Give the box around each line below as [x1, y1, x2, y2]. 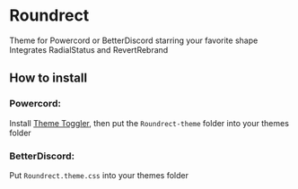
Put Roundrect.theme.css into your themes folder [9, 169, 188, 180]
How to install [9, 71, 88, 86]
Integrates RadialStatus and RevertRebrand [9, 44, 169, 55]
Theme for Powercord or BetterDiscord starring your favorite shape [9, 35, 259, 46]
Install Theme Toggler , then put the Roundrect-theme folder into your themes [9, 117, 290, 128]
